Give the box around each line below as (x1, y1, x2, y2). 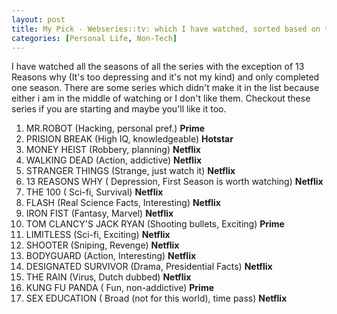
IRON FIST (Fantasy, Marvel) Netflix (25, 207, 174, 220)
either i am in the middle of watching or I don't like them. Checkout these (11, 92, 311, 105)
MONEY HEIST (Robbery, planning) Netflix (25, 144, 201, 156)
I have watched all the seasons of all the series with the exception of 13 (11, 61, 305, 73)
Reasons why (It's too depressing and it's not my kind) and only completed (11, 71, 320, 83)
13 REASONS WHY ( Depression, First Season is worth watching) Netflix (25, 176, 324, 188)
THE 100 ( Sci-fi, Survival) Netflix (25, 186, 164, 198)
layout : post (11, 14, 66, 25)
